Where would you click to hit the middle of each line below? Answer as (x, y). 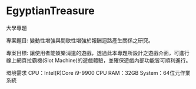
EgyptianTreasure (51, 11)
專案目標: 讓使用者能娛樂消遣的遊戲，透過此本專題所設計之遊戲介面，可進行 (98, 53)
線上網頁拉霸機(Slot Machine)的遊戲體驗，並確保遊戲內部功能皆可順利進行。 (99, 60)
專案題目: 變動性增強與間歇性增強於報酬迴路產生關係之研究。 (80, 40)
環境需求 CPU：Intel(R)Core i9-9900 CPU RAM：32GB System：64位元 (93, 72)
